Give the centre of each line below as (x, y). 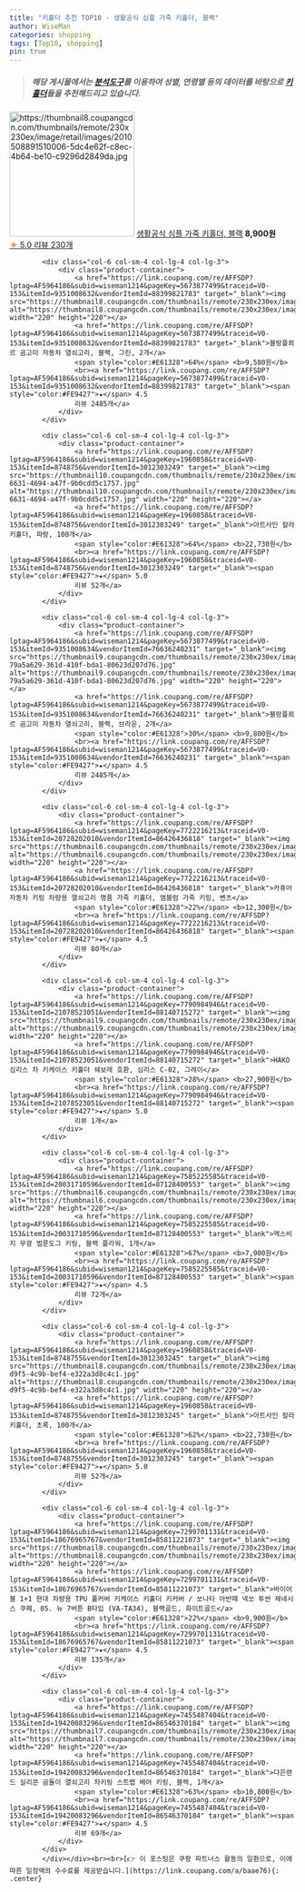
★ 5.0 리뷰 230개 (41, 245)
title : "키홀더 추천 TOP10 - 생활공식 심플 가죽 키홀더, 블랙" (114, 18)
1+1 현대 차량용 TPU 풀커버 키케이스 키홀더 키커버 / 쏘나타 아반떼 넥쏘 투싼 (145, 1600)
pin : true (28, 52)
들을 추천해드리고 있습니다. (94, 93)
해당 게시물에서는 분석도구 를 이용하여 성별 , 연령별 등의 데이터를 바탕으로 (157, 82)
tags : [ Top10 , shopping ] (56, 43)
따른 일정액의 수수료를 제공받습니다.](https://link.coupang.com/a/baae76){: (144, 1871)
